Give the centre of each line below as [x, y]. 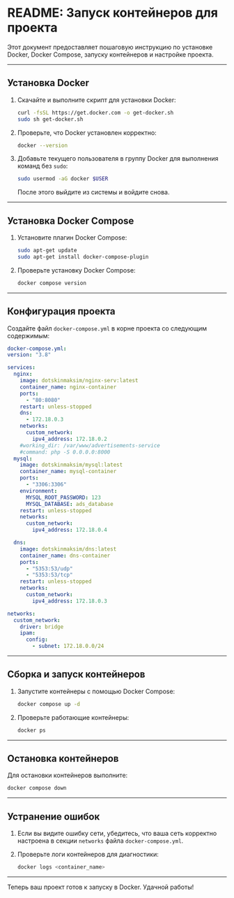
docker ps [32, 730]
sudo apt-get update [47, 251]
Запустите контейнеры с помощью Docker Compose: [96, 691]
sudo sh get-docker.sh [50, 119]
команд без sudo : [42, 166]
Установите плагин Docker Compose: [72, 238]
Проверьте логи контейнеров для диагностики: [88, 855]
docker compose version [52, 283]
